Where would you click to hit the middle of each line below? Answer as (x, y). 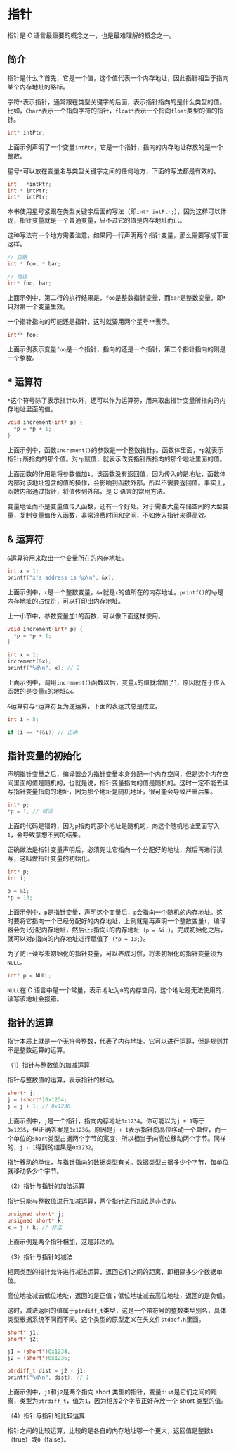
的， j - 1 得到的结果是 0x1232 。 (52, 1147)
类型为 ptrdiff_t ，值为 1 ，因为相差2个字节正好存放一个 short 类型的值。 (123, 1400)
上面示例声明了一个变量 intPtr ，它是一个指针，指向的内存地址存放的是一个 (115, 147)
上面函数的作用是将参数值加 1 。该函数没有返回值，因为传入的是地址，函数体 (117, 474)
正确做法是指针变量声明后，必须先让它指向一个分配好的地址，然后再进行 (112, 850)
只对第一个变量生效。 (38, 306)
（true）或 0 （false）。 (39, 1439)
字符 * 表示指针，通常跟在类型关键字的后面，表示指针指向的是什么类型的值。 (117, 101)
